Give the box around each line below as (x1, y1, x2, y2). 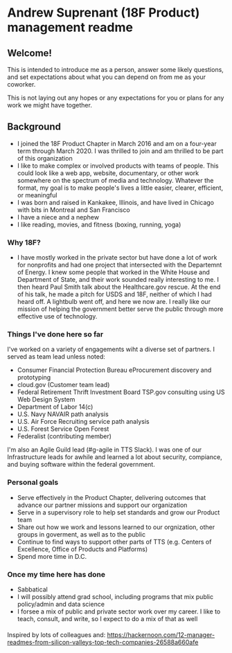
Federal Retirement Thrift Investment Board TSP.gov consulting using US (17, 388, 225, 396)
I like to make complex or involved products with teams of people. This (17, 161, 220, 170)
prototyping (17, 373, 51, 382)
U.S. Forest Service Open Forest (17, 424, 109, 433)
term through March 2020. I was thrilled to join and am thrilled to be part (17, 147, 224, 155)
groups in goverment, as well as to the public (17, 530, 146, 538)
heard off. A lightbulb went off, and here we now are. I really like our (17, 298, 211, 306)
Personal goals (7, 478, 59, 487)
